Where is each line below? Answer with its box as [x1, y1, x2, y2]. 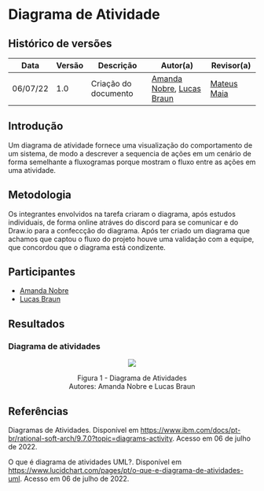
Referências [8, 405, 69, 418]
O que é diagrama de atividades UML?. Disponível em [8, 457, 182, 467]
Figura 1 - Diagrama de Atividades [77, 373, 187, 383]
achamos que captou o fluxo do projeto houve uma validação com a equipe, [8, 234, 255, 244]
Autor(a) [160, 60, 194, 71]
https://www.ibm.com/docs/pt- [140, 425, 241, 434]
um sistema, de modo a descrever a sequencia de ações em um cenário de [8, 148, 251, 158]
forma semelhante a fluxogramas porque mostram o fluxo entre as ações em [8, 157, 256, 167]
